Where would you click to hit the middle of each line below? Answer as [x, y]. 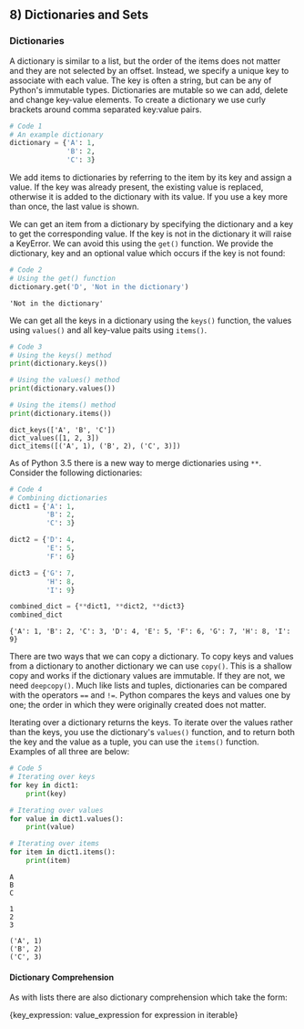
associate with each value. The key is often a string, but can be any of [141, 80]
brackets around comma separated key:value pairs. [106, 109]
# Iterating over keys [52, 777]
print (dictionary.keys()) [58, 364]
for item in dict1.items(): [63, 852]
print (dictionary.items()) [61, 413]
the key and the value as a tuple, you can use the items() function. [134, 742]
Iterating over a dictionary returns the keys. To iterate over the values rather [151, 722]
